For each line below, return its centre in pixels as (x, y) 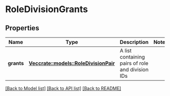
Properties (22, 28)
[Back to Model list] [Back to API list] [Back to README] (63, 88)
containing (132, 57)
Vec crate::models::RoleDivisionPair (72, 63)
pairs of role (134, 63)
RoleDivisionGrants (47, 9)
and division (134, 69)
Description (134, 42)
